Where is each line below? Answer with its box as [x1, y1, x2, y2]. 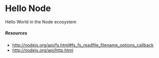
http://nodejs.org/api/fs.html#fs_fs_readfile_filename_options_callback [12, 42, 154, 48]
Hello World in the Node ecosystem [5, 19, 77, 25]
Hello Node [5, 3, 51, 14]
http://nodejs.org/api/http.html [12, 47, 73, 53]
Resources [5, 30, 28, 36]
